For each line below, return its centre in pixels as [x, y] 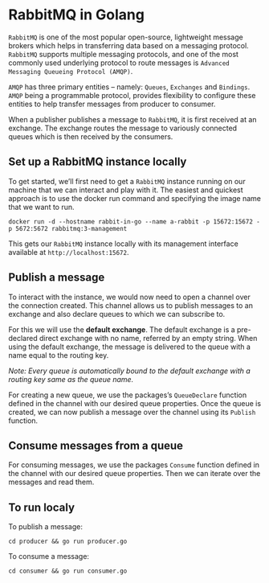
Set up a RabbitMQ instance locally [98, 162]
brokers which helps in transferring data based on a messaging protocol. [128, 45]
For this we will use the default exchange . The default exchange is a [122, 329]
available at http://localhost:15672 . [69, 252]
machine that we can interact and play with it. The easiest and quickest [126, 190]
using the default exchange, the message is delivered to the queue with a [130, 347]
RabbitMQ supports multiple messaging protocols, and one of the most [124, 54]
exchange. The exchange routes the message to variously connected [123, 128]
